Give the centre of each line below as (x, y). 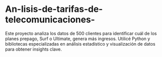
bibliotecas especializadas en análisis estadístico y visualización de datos (80, 44)
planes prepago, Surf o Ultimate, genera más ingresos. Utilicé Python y (78, 39)
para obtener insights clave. (33, 49)
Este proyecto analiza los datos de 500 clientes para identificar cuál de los (81, 33)
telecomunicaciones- (50, 20)
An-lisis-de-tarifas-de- (54, 9)
